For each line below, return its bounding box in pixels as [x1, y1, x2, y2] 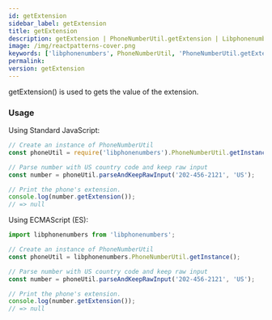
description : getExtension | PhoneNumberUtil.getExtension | [8, 34, 219, 43]
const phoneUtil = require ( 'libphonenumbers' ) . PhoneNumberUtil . [8, 148, 230, 156]
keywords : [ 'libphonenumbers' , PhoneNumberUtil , [8, 49, 176, 58]
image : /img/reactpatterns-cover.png [8, 42, 136, 50]
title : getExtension [8, 27, 79, 35]
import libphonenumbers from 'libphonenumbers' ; [8, 231, 176, 239]
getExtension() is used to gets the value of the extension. [8, 87, 199, 96]
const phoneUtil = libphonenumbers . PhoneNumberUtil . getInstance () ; [8, 253, 241, 261]
